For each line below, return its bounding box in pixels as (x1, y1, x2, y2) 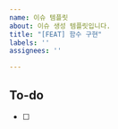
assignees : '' (9, 47, 63, 56)
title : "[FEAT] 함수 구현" (9, 30, 103, 39)
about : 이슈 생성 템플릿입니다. (9, 21, 111, 30)
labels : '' (9, 38, 50, 47)
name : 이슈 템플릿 (9, 13, 69, 22)
